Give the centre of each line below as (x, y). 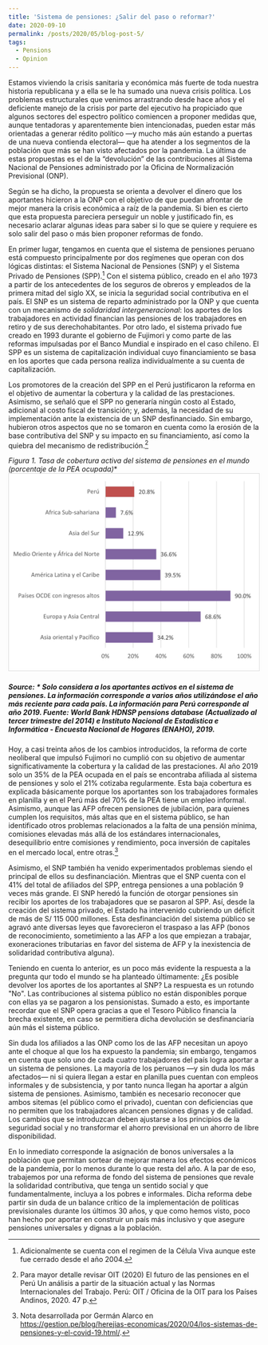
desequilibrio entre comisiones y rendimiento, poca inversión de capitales (130, 842)
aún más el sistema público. (54, 1027)
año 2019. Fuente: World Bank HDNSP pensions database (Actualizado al (133, 712)
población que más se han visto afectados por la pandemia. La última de (127, 150)
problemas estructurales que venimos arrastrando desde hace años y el (126, 99)
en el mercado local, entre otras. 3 (63, 851)
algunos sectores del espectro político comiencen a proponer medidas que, (132, 116)
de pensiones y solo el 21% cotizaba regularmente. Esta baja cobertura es (130, 783)
